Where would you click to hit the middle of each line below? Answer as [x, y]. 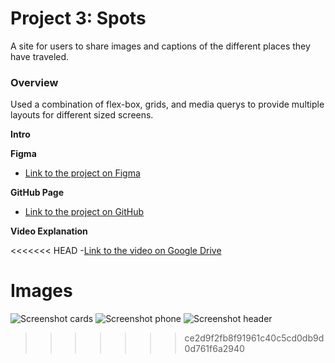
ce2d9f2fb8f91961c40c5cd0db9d [254, 338]
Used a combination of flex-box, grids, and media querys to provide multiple [167, 104]
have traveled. [40, 56]
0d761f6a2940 [214, 349]
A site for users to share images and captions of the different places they [160, 46]
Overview [34, 82]
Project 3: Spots [78, 18]
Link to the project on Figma [82, 173]
